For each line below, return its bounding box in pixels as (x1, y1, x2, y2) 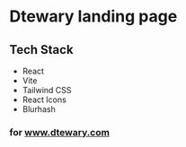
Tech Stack (9, 42, 74, 57)
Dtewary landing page (9, 6, 178, 27)
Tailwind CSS (22, 85, 72, 95)
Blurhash (22, 104, 56, 114)
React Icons (22, 94, 67, 105)
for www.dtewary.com (9, 125, 111, 138)
